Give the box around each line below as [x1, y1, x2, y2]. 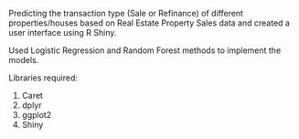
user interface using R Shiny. [8, 27, 117, 37]
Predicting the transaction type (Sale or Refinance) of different [8, 8, 244, 18]
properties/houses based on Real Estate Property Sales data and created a [8, 17, 290, 28]
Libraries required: [8, 72, 79, 83]
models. [8, 55, 39, 65]
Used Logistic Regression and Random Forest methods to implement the [8, 45, 282, 56]
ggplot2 [21, 110, 52, 120]
